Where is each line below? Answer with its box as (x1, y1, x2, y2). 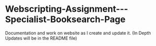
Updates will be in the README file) (5, 35, 77, 41)
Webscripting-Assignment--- (5, 3, 128, 15)
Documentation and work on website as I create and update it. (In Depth (5, 30, 151, 36)
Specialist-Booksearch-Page (5, 14, 125, 25)
